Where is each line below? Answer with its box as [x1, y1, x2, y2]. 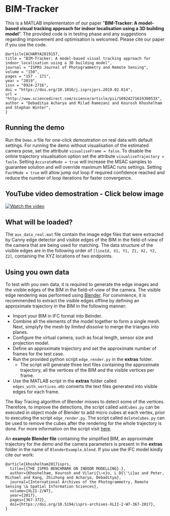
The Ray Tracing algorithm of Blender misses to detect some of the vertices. [5, 399, 165, 405]
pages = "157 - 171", [5, 73, 51, 79]
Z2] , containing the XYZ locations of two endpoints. [5, 253, 113, 259]
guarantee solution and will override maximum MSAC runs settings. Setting [5, 164, 162, 170]
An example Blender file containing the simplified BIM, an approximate [5, 435, 154, 442]
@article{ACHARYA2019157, [5, 51, 60, 57]
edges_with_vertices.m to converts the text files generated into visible [12, 383, 158, 390]
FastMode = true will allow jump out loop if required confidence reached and [5, 169, 165, 175]
